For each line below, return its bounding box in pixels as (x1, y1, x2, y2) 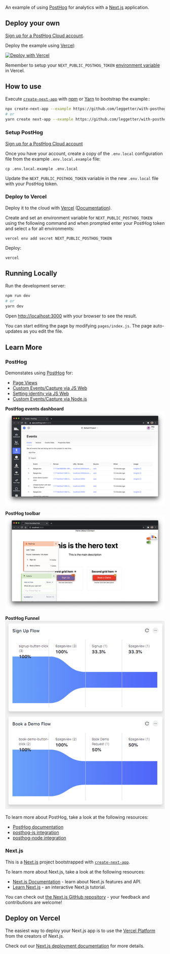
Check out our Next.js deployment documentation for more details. (5, 943, 145, 949)
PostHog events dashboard (5, 405, 64, 411)
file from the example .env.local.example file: (5, 156, 101, 162)
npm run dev (5, 293, 30, 298)
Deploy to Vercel (5, 193, 47, 200)
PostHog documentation (12, 824, 64, 830)
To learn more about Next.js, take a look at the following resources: (5, 869, 145, 875)
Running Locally (5, 269, 57, 278)
